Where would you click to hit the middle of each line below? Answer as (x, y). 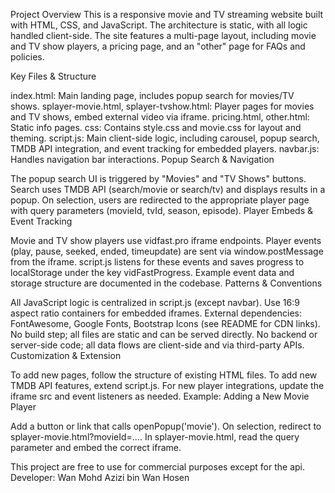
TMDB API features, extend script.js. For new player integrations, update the (167, 385)
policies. (27, 57)
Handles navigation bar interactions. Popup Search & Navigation (142, 159)
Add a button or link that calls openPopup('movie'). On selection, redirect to (166, 426)
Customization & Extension (66, 355)
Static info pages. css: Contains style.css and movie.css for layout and (156, 127)
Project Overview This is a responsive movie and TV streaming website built (167, 14)
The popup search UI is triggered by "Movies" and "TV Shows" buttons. (158, 178)
